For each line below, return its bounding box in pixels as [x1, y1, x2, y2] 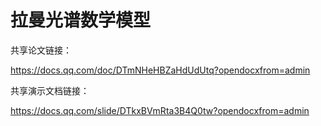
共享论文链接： [10, 44, 72, 56]
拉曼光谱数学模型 [10, 9, 152, 32]
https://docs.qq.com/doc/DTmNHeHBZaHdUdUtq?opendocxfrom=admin [10, 64, 311, 76]
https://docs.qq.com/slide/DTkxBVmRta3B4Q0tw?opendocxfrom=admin [10, 104, 310, 116]
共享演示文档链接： [10, 84, 90, 96]
